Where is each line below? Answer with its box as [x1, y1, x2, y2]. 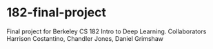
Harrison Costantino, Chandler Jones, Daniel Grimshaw [6, 34, 163, 42]
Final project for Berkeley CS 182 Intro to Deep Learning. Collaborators [6, 27, 207, 35]
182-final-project [6, 5, 106, 20]
